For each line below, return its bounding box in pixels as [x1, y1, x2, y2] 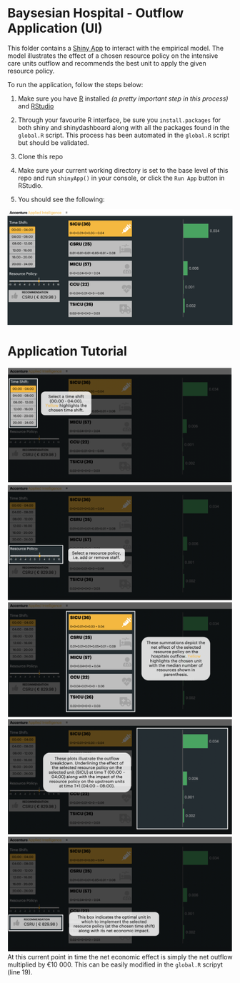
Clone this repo [17, 152, 63, 161]
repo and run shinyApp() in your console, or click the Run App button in [17, 173, 225, 182]
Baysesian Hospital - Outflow [7, 5, 184, 21]
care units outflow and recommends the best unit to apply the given [7, 59, 207, 67]
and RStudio [17, 101, 54, 110]
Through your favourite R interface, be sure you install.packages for [17, 116, 221, 124]
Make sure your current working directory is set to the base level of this [17, 166, 229, 174]
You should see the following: [17, 195, 105, 203]
